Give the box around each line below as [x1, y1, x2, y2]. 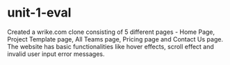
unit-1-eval [7, 5, 72, 21]
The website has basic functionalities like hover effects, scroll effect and [7, 42, 214, 50]
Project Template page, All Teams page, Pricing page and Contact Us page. [7, 35, 224, 43]
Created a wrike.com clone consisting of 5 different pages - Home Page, [7, 28, 215, 36]
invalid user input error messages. [7, 50, 106, 58]
